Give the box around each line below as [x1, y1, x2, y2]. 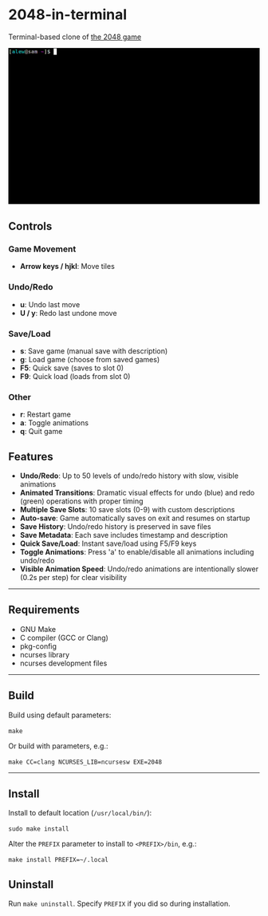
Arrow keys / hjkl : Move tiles [19, 262, 116, 271]
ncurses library [19, 649, 70, 659]
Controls [8, 219, 53, 233]
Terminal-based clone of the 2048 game [8, 32, 142, 41]
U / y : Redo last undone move [19, 308, 117, 318]
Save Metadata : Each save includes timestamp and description [19, 531, 229, 539]
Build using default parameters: [8, 710, 112, 720]
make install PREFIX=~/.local [8, 856, 109, 864]
